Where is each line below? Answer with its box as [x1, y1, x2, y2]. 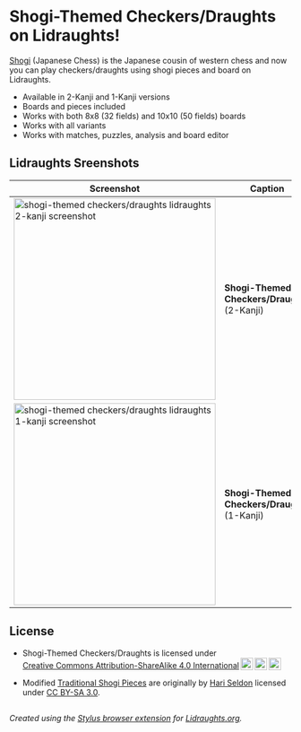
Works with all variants [21, 119, 107, 131]
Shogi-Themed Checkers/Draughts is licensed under [21, 648, 217, 658]
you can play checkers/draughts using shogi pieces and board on [9, 65, 252, 75]
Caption [249, 182, 285, 195]
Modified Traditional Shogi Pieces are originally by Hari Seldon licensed [21, 677, 287, 688]
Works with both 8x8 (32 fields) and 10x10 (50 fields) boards [21, 110, 246, 121]
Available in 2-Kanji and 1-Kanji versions [21, 91, 170, 102]
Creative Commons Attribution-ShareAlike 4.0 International [21, 659, 240, 670]
